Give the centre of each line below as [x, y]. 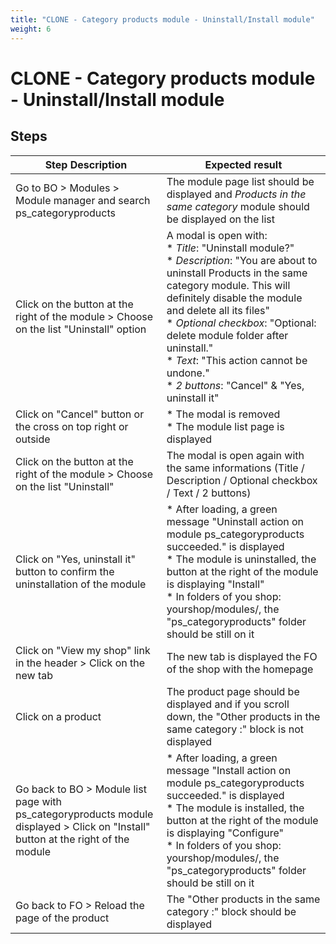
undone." [188, 373]
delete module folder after [227, 335]
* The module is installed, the [235, 808]
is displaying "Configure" [225, 833]
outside [33, 439]
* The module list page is [225, 426]
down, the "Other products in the [243, 716]
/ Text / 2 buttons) [209, 493]
